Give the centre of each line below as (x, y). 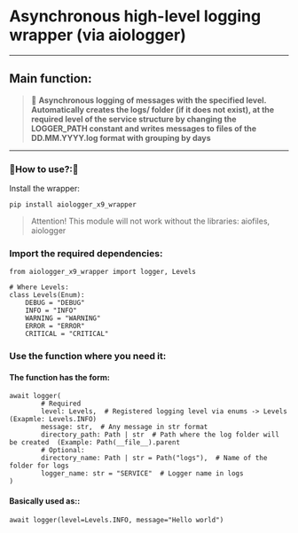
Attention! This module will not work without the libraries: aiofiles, (150, 221)
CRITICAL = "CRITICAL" (67, 334)
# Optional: (63, 451)
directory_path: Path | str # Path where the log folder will (160, 435)
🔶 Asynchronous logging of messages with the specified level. (149, 100)
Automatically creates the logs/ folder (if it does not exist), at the (153, 109)
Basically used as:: (45, 501)
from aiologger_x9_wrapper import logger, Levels (103, 272)
